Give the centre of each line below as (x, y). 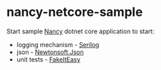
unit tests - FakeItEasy (48, 59)
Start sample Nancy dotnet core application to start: (80, 31)
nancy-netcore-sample (75, 12)
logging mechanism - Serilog (58, 44)
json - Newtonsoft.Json (50, 52)
